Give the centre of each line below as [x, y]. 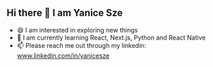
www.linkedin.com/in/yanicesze [63, 55]
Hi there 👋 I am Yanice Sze [65, 13]
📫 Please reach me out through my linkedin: [81, 45]
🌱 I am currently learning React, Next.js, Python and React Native [111, 37]
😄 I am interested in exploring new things [77, 30]
